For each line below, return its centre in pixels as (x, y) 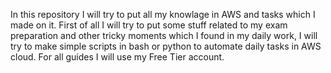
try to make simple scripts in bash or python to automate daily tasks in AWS (166, 46)
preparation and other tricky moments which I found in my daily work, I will (164, 35)
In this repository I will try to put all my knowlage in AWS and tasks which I (163, 14)
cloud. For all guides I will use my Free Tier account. (117, 57)
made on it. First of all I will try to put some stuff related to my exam (149, 25)
